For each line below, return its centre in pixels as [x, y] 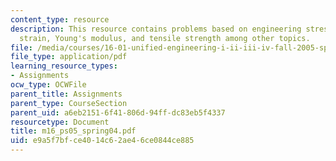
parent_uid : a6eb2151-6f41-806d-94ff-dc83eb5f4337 [118, 112]
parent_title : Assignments [66, 94]
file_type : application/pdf [69, 57]
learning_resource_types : [64, 66]
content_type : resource [60, 19]
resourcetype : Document [60, 122]
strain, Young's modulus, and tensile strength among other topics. [165, 38]
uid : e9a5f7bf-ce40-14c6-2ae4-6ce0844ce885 [102, 141]
